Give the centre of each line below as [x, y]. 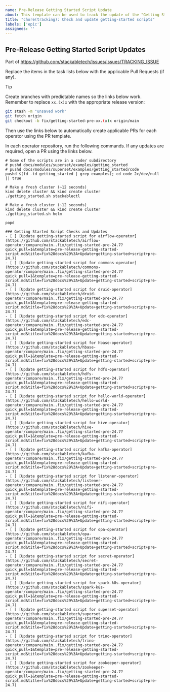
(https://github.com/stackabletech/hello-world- [57, 400]
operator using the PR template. [38, 136]
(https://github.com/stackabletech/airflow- [53, 240]
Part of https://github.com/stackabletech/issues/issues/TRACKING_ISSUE [82, 61]
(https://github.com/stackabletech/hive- [50, 427]
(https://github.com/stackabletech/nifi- [50, 507]
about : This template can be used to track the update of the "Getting [82, 15]
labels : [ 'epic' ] [24, 24]
